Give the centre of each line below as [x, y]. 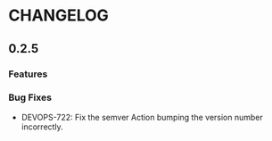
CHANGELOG [58, 16]
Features [28, 74]
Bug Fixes [30, 97]
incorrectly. [42, 127]
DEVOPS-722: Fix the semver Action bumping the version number [142, 117]
